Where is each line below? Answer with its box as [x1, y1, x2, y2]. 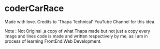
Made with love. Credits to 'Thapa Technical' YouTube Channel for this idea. [4, 19, 156, 24]
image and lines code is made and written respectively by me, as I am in [4, 33, 148, 39]
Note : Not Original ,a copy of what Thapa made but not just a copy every [4, 28, 150, 34]
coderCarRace [4, 3, 64, 14]
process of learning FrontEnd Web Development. [4, 38, 102, 44]
